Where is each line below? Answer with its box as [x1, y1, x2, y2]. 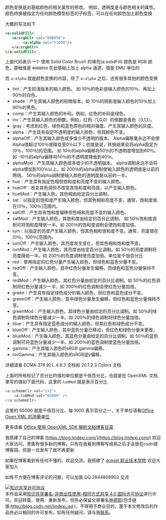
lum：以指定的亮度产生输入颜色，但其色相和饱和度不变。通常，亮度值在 [12, 228, 159, 234]
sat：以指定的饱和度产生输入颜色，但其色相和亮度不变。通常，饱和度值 [12, 197, 157, 203]
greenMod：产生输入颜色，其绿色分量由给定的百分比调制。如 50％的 [12, 308, 153, 314]
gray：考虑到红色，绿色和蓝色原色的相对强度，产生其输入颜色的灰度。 [12, 123, 156, 129]
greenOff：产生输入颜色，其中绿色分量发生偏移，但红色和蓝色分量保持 [12, 296, 157, 302]
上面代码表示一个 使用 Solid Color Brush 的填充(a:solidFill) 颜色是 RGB [5, 59, 147, 65]
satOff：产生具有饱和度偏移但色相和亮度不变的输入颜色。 [12, 210, 129, 216]
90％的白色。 [12, 92, 40, 98]
